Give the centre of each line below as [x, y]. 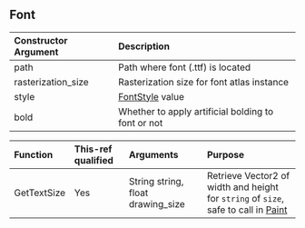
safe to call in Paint [247, 210]
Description [144, 46]
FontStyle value [151, 96]
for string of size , [246, 198]
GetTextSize [40, 193]
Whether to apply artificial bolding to [196, 111]
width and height [243, 187]
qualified [93, 160]
